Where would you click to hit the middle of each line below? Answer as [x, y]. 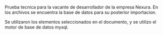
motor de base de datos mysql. [37, 27]
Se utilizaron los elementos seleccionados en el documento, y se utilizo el [80, 22]
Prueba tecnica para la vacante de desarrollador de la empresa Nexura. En [81, 7]
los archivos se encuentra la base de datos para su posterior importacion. [81, 12]
